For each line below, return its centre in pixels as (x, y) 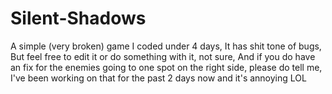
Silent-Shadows (78, 18)
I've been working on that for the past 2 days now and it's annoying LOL (158, 78)
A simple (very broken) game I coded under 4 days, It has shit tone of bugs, (166, 46)
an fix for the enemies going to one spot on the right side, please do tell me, (166, 67)
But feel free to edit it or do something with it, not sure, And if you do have (163, 56)
